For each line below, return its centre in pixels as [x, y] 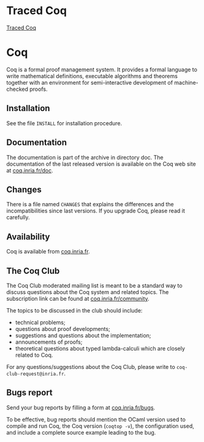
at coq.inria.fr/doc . [30, 170]
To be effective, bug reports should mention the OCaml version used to [96, 419]
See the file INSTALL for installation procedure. [64, 123]
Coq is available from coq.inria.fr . [48, 252]
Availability [28, 237]
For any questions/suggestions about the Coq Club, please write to [91, 366]
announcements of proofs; [49, 342]
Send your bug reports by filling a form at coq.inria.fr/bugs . [81, 407]
